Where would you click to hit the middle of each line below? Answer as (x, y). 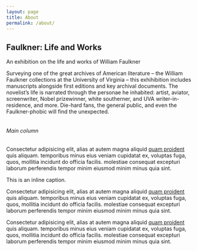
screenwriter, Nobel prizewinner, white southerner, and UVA (80, 99)
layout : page (23, 12)
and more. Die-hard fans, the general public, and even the (105, 105)
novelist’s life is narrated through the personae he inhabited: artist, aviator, (98, 92)
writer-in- (168, 99)
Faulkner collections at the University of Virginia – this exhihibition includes (99, 80)
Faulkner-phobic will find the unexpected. (58, 112)
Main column (23, 130)
